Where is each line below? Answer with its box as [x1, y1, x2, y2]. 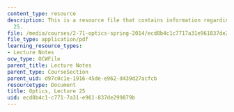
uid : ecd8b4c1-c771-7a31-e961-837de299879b [7, 95, 136, 102]
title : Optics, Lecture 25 [7, 88, 86, 95]
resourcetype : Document [7, 81, 77, 88]
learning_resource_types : [7, 42, 82, 49]
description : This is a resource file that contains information [7, 17, 201, 24]
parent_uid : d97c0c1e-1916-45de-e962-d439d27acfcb [7, 74, 157, 82]
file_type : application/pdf [7, 36, 89, 43]
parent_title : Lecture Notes [7, 62, 92, 69]
